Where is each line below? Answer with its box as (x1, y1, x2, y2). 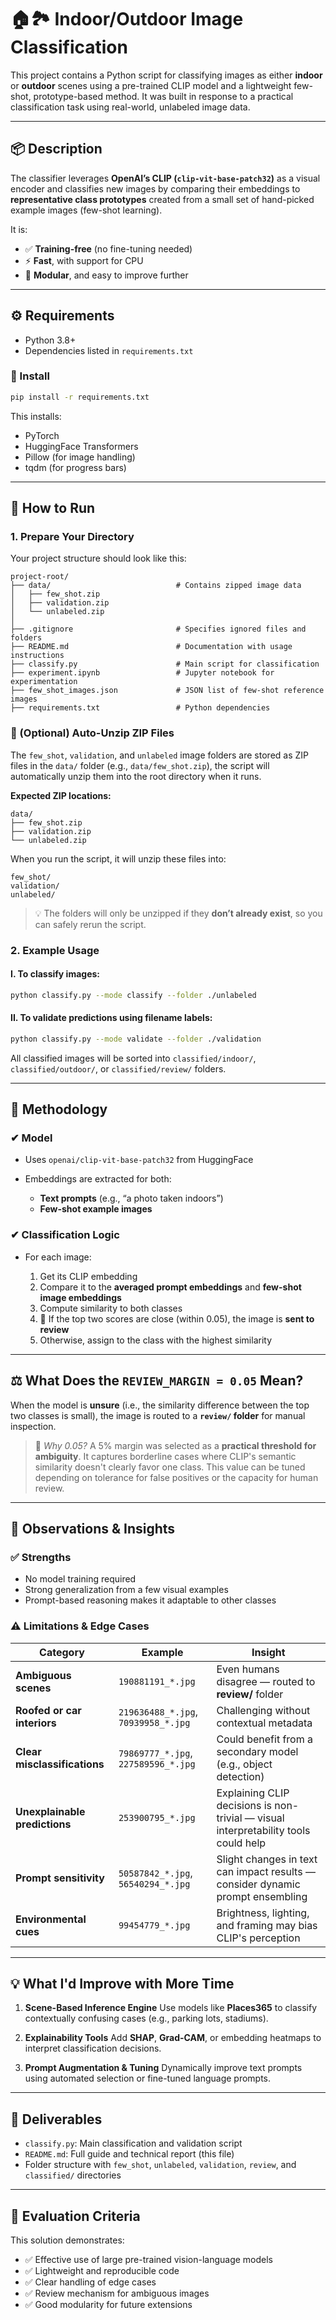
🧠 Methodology (10, 1101, 108, 1118)
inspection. (10, 1420, 57, 1432)
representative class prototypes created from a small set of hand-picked (10, 193, 315, 205)
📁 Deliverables (10, 2111, 103, 2128)
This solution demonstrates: (10, 2234, 125, 2246)
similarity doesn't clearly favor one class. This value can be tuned (34, 1461, 306, 1473)
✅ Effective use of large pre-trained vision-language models (24, 2254, 273, 2266)
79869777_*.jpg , (118, 1746, 193, 1760)
